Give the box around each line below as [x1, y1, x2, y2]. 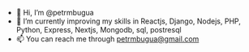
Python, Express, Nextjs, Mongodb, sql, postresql [15, 25, 182, 34]
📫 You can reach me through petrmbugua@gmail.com [15, 34, 200, 44]
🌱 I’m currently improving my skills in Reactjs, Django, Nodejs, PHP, [15, 16, 241, 26]
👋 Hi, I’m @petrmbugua [15, 8, 95, 17]
